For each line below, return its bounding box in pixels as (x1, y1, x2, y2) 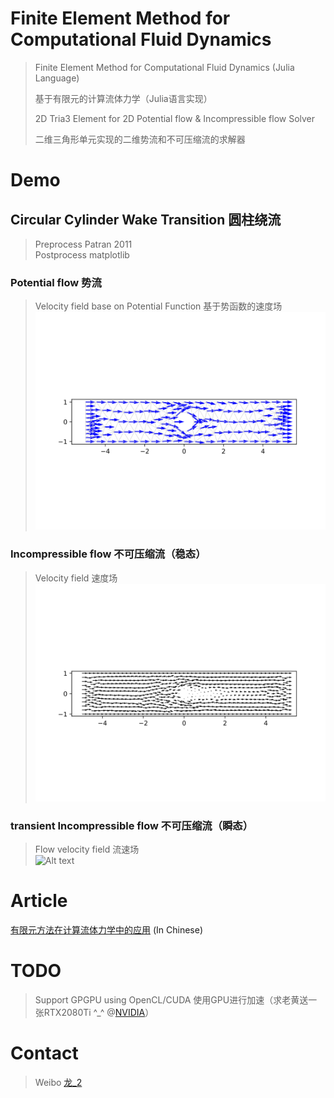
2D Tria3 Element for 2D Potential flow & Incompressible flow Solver (34, 112, 316, 124)
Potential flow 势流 (10, 275, 102, 289)
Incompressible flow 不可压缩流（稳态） (10, 547, 207, 561)
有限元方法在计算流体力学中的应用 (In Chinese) (10, 924, 203, 936)
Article (10, 890, 68, 912)
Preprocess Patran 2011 (34, 238, 133, 250)
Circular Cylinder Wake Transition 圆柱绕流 (10, 211, 282, 228)
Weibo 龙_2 (34, 1076, 83, 1088)
